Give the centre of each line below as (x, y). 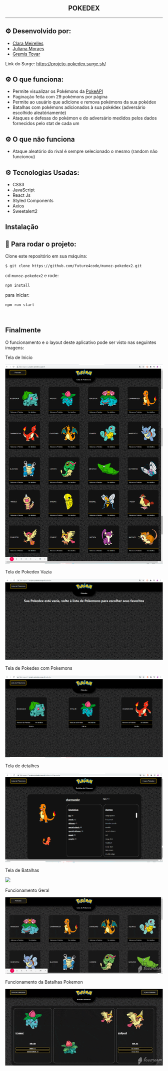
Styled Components (33, 201)
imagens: (14, 347)
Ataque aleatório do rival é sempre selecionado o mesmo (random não (85, 151)
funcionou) (24, 157)
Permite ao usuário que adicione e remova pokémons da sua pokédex (84, 102)
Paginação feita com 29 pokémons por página (60, 97)
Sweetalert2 (25, 211)
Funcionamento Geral (27, 890)
